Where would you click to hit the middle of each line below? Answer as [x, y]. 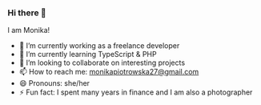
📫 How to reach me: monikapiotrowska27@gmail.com [109, 72]
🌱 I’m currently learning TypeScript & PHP [88, 55]
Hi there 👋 [27, 13]
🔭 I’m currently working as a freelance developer [99, 46]
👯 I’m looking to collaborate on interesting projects [102, 63]
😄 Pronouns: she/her [54, 83]
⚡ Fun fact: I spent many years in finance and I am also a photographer [136, 92]
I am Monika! [29, 30]
